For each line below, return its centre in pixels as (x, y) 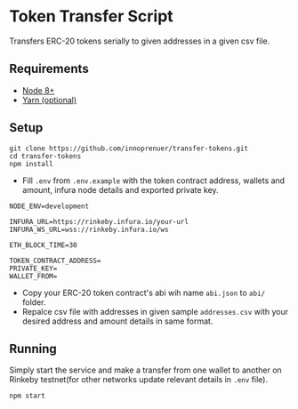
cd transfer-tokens (45, 156)
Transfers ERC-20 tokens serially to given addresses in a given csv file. (140, 41)
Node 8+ (38, 90)
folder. (34, 302)
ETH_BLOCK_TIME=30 (43, 245)
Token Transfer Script (91, 16)
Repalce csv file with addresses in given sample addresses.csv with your (155, 311)
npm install (31, 164)
